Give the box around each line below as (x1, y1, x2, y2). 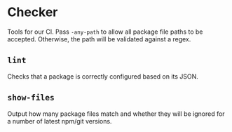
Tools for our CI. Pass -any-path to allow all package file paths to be (7, 27, 203, 36)
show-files (7, 93, 55, 103)
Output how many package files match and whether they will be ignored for (7, 110, 226, 118)
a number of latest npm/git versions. (7, 117, 112, 125)
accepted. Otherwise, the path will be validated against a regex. (7, 34, 191, 43)
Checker (7, 4, 58, 20)
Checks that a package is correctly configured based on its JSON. (7, 72, 198, 81)
